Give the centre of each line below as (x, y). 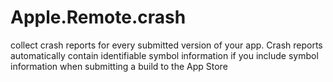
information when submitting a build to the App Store (119, 66)
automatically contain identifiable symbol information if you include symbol (164, 55)
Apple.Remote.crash (98, 17)
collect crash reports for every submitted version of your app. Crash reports (166, 45)
